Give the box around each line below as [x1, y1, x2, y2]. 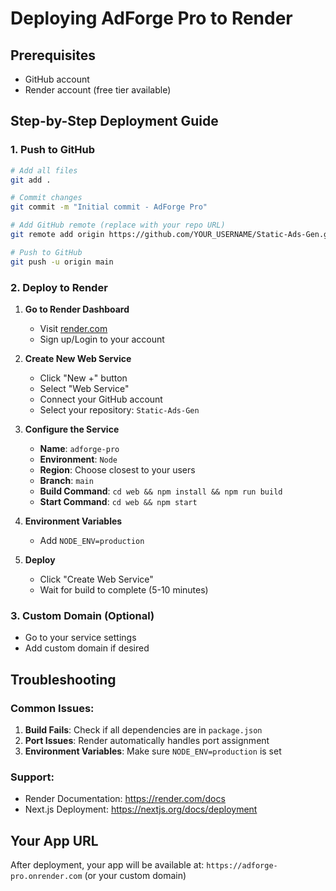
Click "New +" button [39, 372, 128, 384]
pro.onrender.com [10, 872, 83, 882]
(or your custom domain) [84, 870, 187, 882]
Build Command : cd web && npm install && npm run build [39, 485, 283, 497]
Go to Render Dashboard [24, 303, 130, 315]
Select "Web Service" [39, 382, 130, 394]
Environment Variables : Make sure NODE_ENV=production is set [24, 745, 282, 757]
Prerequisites [10, 47, 96, 64]
